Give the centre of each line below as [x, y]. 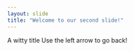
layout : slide [28, 14]
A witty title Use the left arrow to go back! [67, 40]
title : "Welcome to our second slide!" [66, 20]
